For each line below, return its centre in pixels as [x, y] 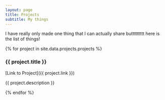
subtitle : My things [27, 19]
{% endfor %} [20, 92]
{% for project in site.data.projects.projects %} [54, 49]
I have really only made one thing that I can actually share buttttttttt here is [82, 34]
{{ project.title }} [26, 62]
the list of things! [23, 39]
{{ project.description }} [30, 83]
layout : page [19, 10]
